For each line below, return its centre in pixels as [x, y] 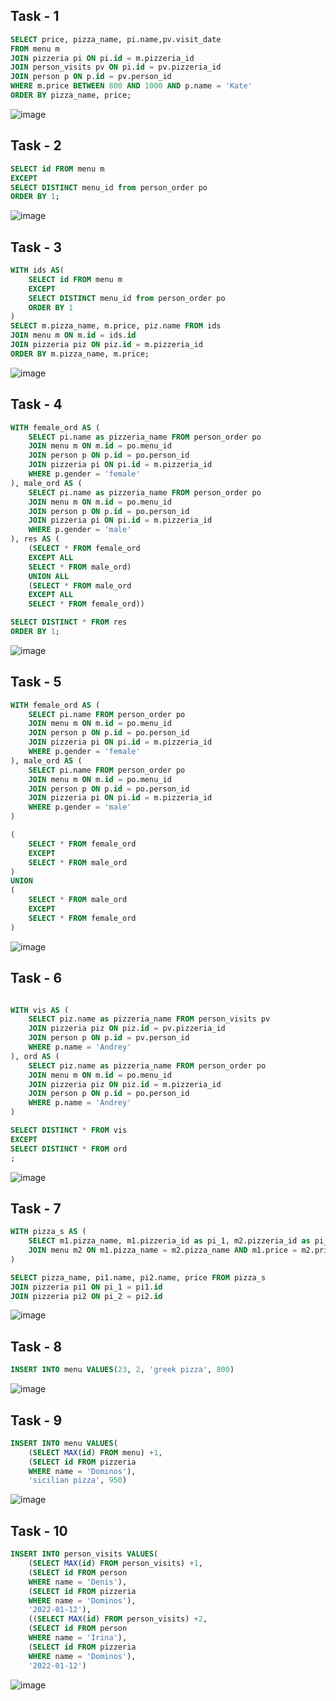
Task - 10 [39, 1530]
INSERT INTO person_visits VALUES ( [84, 1554]
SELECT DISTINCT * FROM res [69, 622]
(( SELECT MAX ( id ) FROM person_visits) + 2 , [118, 1619]
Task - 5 [36, 682]
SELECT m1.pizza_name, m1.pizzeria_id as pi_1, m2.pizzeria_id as [169, 1241]
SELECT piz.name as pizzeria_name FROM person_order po [147, 1065]
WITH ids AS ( [37, 270]
